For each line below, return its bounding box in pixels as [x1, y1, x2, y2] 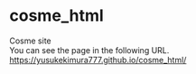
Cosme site [9, 35, 51, 46]
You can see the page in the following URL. [9, 44, 170, 55]
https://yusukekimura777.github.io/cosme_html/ [9, 54, 187, 65]
